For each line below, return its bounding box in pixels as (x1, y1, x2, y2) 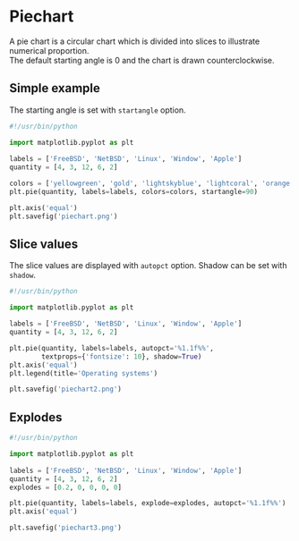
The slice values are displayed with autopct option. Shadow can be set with (9, 260, 287, 271)
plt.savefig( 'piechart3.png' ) (9, 523, 123, 533)
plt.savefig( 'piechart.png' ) (9, 212, 118, 221)
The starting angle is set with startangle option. (9, 105, 186, 115)
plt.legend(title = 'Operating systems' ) (9, 368, 158, 377)
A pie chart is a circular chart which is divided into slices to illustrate (9, 36, 261, 46)
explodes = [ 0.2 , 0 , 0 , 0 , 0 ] (9, 483, 123, 492)
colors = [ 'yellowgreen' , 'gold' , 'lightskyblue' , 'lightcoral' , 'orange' (9, 179, 295, 189)
